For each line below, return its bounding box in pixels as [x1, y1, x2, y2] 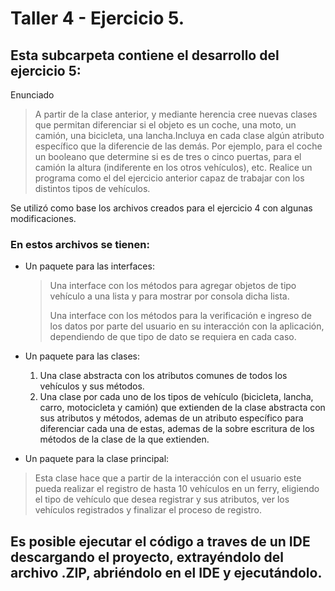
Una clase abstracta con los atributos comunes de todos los [39, 370, 288, 382]
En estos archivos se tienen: [10, 237, 150, 251]
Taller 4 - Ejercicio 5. [10, 7, 185, 30]
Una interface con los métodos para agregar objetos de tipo [49, 280, 297, 292]
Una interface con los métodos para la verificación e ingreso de [49, 310, 312, 322]
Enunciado [10, 89, 55, 101]
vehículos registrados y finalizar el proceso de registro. [34, 504, 262, 516]
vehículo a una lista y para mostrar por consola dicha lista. [49, 290, 290, 302]
